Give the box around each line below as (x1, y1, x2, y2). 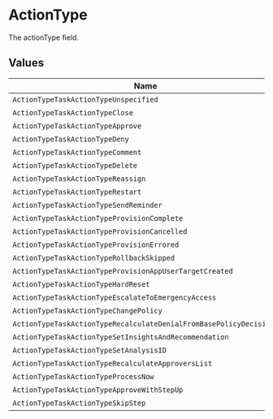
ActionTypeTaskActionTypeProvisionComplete (12, 214, 184, 222)
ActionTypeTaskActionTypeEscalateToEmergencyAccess (12, 292, 217, 302)
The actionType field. (8, 32, 80, 42)
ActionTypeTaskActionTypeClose (12, 108, 134, 117)
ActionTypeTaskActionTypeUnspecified (12, 95, 158, 104)
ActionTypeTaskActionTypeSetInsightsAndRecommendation (12, 332, 229, 342)
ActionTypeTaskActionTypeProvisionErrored (12, 240, 180, 249)
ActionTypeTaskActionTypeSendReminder (12, 201, 162, 209)
